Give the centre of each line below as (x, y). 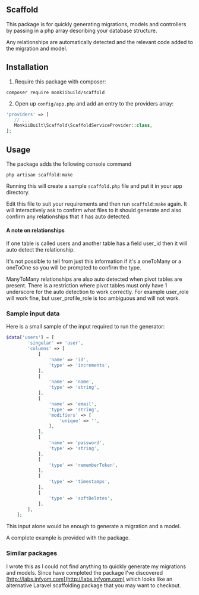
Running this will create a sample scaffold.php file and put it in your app (94, 186)
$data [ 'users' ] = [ (30, 337)
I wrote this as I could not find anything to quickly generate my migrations (96, 566)
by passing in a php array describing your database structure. (82, 30)
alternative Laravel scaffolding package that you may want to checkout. (94, 585)
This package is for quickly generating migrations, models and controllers (96, 24)
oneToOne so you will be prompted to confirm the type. (74, 268)
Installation (27, 67)
